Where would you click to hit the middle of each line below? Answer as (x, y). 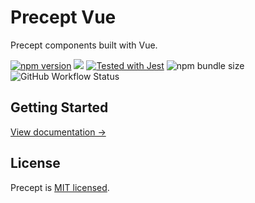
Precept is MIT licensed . (60, 187)
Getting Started (59, 107)
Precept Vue (63, 17)
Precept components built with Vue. (84, 45)
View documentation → (58, 132)
